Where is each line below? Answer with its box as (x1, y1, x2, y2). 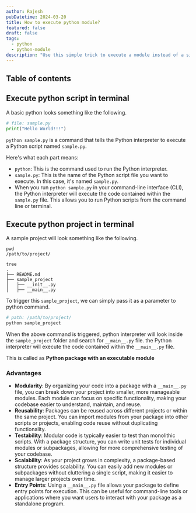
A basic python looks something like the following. (6, 109, 127, 116)
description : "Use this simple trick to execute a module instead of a (6, 52, 184, 58)
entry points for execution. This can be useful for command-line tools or (14, 488, 188, 495)
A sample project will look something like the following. (6, 235, 138, 242)
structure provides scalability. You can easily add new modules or (14, 463, 173, 470)
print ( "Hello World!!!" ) (6, 126, 66, 131)
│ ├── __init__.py (6, 282, 57, 288)
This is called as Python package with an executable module (6, 355, 155, 362)
